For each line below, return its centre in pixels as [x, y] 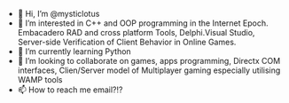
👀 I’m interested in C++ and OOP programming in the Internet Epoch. [143, 23]
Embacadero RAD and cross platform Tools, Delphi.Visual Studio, [136, 32]
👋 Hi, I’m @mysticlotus [59, 14]
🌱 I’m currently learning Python [74, 51]
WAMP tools [40, 79]
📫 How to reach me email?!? [70, 90]
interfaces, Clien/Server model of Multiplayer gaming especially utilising [149, 70]
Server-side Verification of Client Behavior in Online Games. [127, 42]
